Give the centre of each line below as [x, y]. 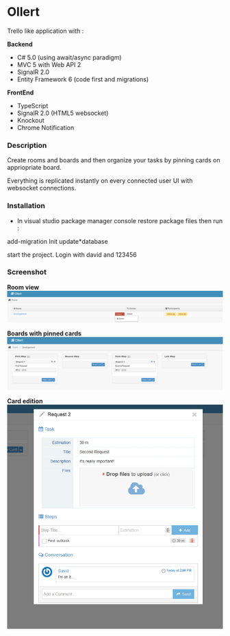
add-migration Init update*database [57, 241]
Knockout [30, 120]
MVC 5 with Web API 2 [49, 64]
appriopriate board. [34, 168]
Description [27, 145]
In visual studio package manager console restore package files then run [120, 220]
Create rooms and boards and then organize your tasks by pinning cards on [114, 160]
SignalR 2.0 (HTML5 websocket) [63, 113]
